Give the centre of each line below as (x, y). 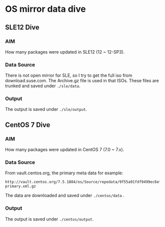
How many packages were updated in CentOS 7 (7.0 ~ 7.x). (65, 150)
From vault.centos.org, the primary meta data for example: (64, 173)
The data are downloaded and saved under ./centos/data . (65, 195)
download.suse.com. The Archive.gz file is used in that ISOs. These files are (82, 81)
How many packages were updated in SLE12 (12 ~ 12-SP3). (65, 52)
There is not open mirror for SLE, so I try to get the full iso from (69, 75)
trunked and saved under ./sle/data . (43, 86)
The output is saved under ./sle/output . (46, 109)
